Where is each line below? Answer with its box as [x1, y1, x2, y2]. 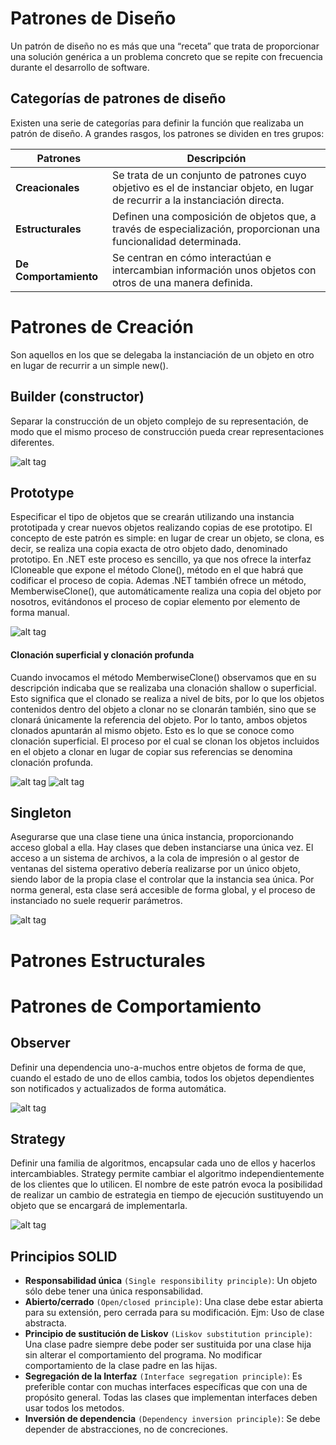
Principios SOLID [10, 1248, 118, 1265]
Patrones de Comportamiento [10, 995, 262, 1017]
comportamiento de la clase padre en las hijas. [24, 1360, 218, 1372]
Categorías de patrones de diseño [10, 90, 227, 107]
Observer [10, 1035, 71, 1052]
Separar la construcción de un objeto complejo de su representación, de [10, 415, 309, 427]
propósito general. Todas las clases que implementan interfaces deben [24, 1392, 318, 1404]
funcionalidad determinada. [111, 234, 242, 248]
